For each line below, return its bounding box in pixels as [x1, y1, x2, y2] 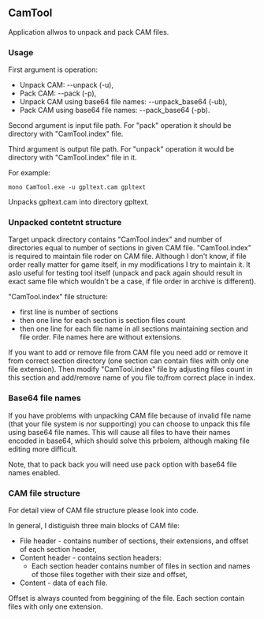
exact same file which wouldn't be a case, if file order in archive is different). [8, 276, 256, 287]
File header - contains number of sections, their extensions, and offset [19, 536, 249, 546]
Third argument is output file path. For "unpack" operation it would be [8, 144, 235, 154]
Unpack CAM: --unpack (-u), [19, 81, 114, 90]
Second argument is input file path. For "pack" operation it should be [8, 121, 232, 130]
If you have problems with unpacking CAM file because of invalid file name [8, 411, 251, 420]
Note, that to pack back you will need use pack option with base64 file [8, 460, 237, 469]
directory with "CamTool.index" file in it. [8, 153, 137, 163]
